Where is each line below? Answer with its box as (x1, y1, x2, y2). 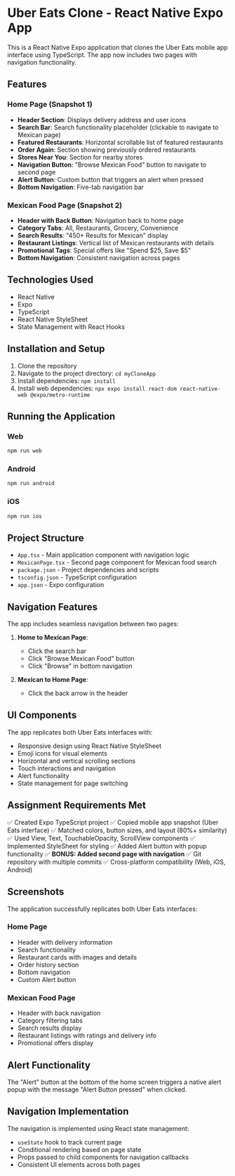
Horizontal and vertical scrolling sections (17, 756, 135, 765)
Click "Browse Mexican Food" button (27, 654, 135, 663)
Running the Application (7, 410, 116, 422)
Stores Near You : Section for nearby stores (17, 153, 143, 161)
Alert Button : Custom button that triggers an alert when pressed (17, 175, 203, 183)
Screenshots (7, 886, 65, 898)
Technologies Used (7, 274, 93, 286)
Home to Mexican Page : (17, 633, 88, 642)
